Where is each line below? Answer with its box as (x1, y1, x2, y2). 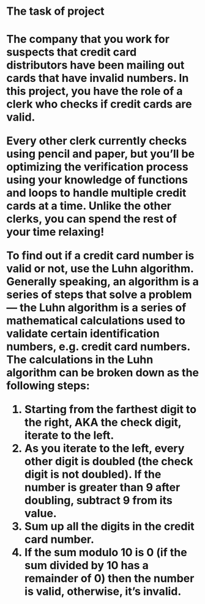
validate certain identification (6, 327, 160, 341)
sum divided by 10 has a (24, 559, 149, 573)
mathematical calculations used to (6, 314, 185, 328)
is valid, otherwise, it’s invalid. (24, 584, 182, 598)
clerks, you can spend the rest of (6, 212, 177, 226)
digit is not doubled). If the (24, 468, 162, 482)
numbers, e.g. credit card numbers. (6, 340, 191, 354)
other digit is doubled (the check (24, 455, 193, 469)
